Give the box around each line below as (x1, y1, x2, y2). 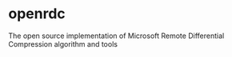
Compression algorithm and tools (8, 39, 118, 48)
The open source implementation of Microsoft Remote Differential (8, 31, 225, 40)
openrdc (8, 5, 66, 23)
